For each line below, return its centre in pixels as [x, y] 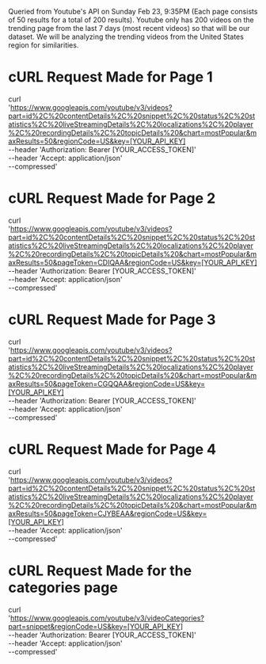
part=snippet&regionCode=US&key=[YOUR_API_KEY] [96, 626]
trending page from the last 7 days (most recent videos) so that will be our [129, 28]
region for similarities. [44, 45]
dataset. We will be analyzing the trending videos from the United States [126, 36]
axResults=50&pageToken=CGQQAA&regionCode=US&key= [107, 384]
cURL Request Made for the [100, 571]
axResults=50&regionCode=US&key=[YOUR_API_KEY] [97, 141]
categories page [63, 588]
